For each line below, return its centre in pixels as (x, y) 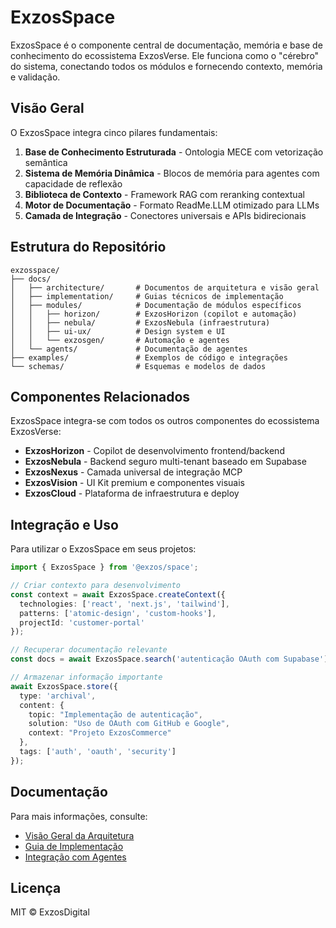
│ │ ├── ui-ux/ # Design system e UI (118, 331)
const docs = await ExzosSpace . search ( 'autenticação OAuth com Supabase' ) (169, 659)
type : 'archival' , (58, 696)
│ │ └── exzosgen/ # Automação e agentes (120, 340)
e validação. (35, 77)
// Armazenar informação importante (86, 677)
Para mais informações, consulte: (79, 816)
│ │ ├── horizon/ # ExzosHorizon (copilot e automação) (154, 314)
